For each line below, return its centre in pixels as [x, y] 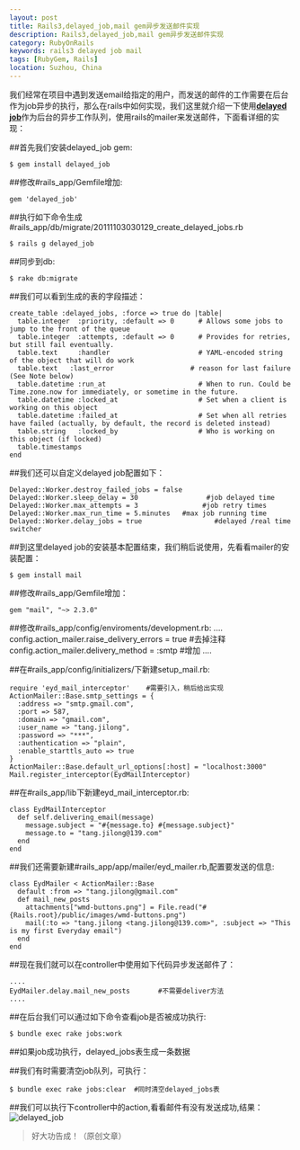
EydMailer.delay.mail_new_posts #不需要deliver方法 [117, 991]
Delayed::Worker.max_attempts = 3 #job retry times [138, 505]
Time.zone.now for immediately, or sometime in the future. [124, 392]
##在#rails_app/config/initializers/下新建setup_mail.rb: [110, 669]
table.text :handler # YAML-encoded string [150, 352]
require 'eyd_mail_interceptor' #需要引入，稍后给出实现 [117, 688]
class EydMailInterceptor [57, 809]
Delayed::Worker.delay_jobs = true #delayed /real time [150, 521]
